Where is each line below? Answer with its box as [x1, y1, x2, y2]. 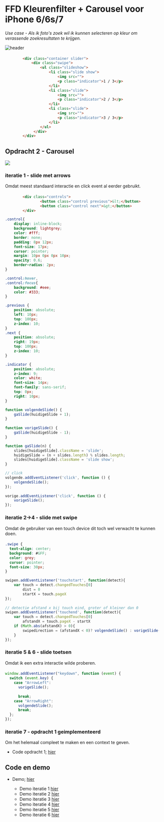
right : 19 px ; [14, 339, 41, 344]
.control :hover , [5, 276, 38, 281]
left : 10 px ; [14, 312, 38, 317]
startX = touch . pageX [22, 591, 67, 596]
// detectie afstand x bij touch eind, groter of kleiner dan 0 [5, 605, 139, 610]
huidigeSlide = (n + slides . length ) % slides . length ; [14, 453, 125, 458]
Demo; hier [12, 776, 35, 782]
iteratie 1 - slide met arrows [5, 172, 71, 179]
